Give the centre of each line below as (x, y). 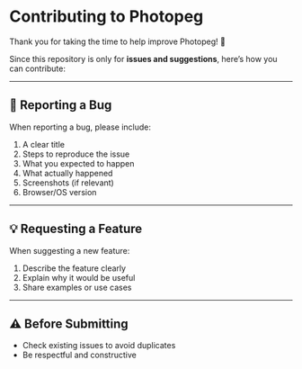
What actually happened (67, 173)
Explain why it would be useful (79, 277)
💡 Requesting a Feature (76, 229)
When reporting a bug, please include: (80, 127)
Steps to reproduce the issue (76, 154)
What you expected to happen (78, 163)
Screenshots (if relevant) (68, 183)
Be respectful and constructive (79, 355)
